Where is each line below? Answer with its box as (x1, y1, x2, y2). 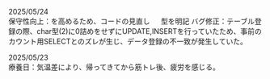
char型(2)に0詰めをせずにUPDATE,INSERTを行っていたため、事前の (36, 27, 262, 35)
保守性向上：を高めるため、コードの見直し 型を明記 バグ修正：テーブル (8, 16, 255, 26)
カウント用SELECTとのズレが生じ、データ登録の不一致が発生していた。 (8, 36, 248, 46)
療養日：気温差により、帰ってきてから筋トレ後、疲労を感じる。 (8, 62, 221, 72)
